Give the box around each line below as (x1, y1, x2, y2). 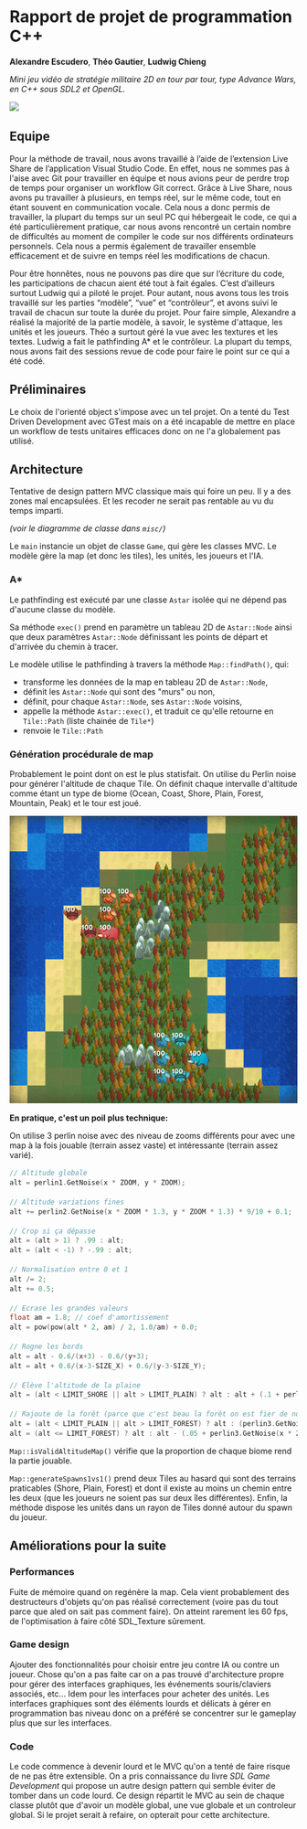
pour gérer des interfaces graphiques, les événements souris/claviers (9, 1678, 271, 1689)
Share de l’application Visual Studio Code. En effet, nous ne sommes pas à (9, 163, 291, 174)
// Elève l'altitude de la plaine (9, 1380, 142, 1390)
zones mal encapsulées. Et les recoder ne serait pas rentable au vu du (9, 495, 274, 506)
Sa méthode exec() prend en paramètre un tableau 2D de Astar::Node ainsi (9, 622, 292, 633)
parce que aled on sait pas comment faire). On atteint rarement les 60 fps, (9, 1606, 289, 1617)
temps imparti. (9, 505, 64, 516)
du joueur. (9, 1511, 48, 1523)
